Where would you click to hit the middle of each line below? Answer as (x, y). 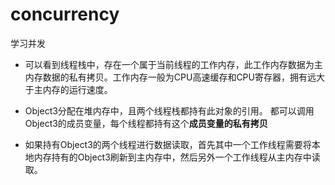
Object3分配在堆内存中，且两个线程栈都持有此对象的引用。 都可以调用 (169, 110)
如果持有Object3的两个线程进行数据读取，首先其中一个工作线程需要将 (168, 144)
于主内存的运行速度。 (68, 89)
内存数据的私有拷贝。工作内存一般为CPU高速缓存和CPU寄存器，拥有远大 (174, 77)
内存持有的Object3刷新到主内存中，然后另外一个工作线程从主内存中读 (177, 157)
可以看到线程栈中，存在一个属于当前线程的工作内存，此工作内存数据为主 (173, 64)
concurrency (65, 14)
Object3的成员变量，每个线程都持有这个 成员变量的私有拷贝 (146, 123)
